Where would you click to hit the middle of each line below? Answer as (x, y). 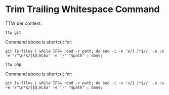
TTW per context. (24, 23)
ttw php (13, 64)
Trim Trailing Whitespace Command (83, 9)
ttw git (13, 32)
